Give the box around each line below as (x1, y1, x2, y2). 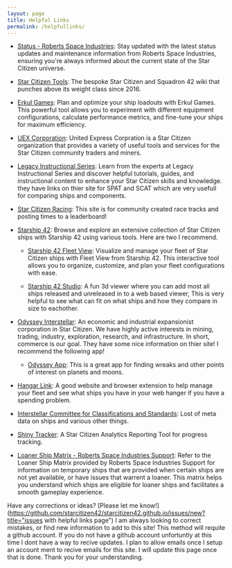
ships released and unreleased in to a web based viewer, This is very (27, 289, 224, 298)
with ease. (27, 268, 57, 277)
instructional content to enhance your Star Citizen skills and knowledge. (17, 177, 222, 185)
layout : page (7, 10, 45, 17)
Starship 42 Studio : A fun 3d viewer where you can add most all (27, 282, 210, 291)
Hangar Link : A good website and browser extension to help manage (17, 381, 213, 390)
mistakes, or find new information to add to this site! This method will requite (7, 524, 226, 532)
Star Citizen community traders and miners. (17, 148, 142, 157)
